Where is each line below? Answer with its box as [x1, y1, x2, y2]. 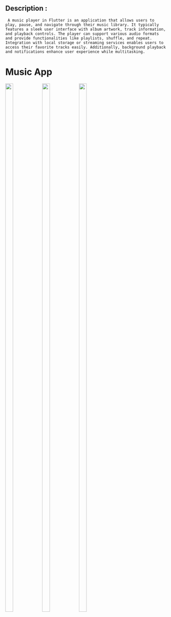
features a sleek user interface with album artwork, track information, [5, 27, 166, 32]
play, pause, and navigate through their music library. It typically [5, 22, 159, 27]
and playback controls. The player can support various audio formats [5, 31, 159, 36]
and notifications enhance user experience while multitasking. [5, 49, 145, 54]
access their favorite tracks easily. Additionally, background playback [5, 45, 166, 50]
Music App [5, 66, 53, 77]
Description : [5, 4, 48, 13]
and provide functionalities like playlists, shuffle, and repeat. [5, 35, 153, 41]
